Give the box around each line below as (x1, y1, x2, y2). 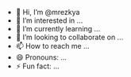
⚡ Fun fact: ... (15, 61, 60, 71)
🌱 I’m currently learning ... (15, 24, 101, 33)
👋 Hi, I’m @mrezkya (15, 8, 80, 16)
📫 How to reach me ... (15, 42, 90, 50)
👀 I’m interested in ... (15, 16, 83, 25)
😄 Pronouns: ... (15, 53, 67, 62)
